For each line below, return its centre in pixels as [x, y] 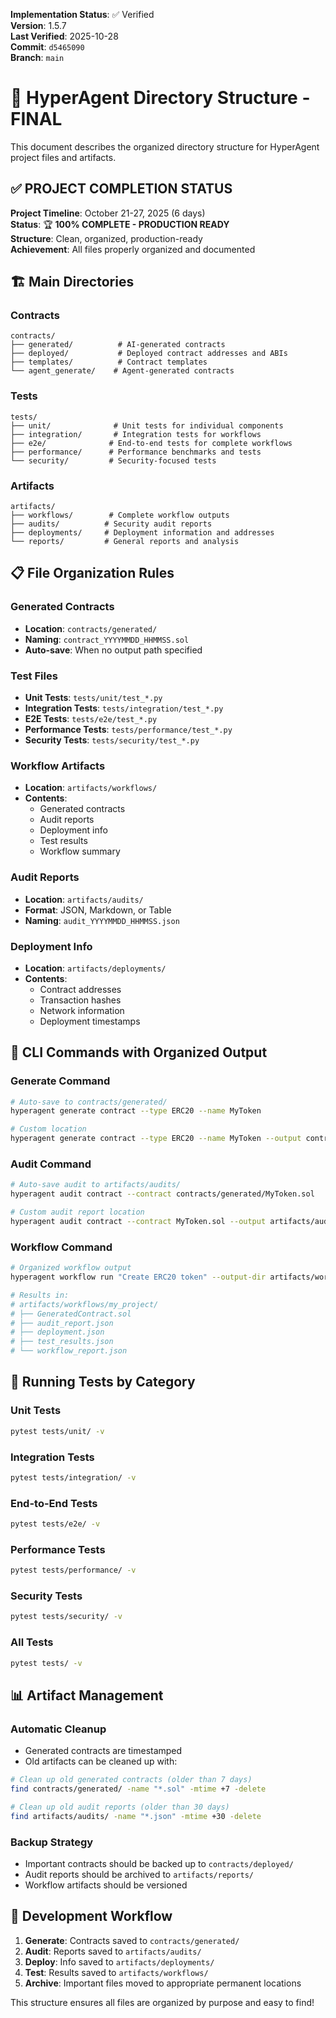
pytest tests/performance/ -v [73, 1570]
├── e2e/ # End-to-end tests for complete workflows [151, 443]
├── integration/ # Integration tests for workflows [136, 434]
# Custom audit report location [77, 1212]
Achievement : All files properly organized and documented [133, 249]
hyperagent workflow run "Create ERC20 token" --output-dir [138, 1277]
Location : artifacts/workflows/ [91, 788]
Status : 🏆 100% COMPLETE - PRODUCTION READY [120, 224]
